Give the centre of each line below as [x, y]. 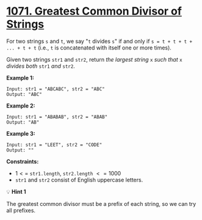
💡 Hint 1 [16, 191]
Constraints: [23, 161]
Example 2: [21, 106]
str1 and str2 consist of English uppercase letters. [79, 180]
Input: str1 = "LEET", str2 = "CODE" [54, 145]
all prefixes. [21, 210]
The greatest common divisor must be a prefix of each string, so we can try [101, 204]
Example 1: [20, 78]
